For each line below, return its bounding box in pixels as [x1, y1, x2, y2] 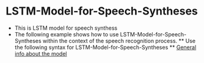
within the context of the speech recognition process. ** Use [42, 37, 196, 44]
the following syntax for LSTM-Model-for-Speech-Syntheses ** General [14, 44, 197, 51]
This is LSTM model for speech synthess [14, 24, 117, 31]
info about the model [14, 50, 67, 57]
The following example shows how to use [14, 30, 119, 38]
